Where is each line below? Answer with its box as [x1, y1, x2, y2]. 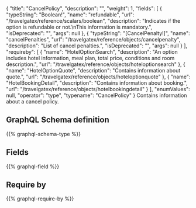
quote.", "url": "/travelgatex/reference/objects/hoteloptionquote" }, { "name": [6, 73, 191, 80]
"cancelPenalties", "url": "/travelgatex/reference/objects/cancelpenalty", [6, 36, 181, 43]
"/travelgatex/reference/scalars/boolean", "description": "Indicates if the [6, 18, 181, 24]
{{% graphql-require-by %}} [6, 195, 74, 202]
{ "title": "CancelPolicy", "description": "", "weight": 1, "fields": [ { [6, 5, 163, 12]
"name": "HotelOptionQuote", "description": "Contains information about [6, 67, 181, 74]
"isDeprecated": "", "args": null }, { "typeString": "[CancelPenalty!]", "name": [6, 30, 190, 37]
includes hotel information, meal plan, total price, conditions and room [6, 55, 175, 61]
